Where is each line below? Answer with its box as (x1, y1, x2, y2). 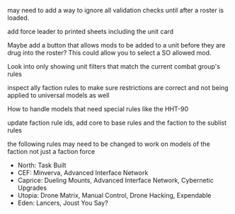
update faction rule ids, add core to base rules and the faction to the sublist (7, 118, 227, 127)
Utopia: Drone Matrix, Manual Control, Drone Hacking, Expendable (17, 191, 212, 199)
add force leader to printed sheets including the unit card (7, 28, 174, 35)
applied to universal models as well (7, 91, 110, 99)
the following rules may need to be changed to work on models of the (7, 140, 210, 148)
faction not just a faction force (7, 147, 96, 155)
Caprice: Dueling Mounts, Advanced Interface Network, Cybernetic (17, 176, 214, 184)
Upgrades (17, 184, 47, 192)
